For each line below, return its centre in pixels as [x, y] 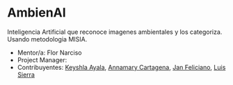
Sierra [26, 75]
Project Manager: [42, 59]
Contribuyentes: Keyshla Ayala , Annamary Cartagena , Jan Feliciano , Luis [121, 67]
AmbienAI [37, 13]
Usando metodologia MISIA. [47, 39]
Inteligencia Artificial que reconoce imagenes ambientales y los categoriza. [115, 32]
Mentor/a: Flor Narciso [49, 53]
